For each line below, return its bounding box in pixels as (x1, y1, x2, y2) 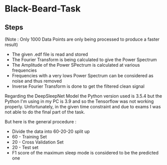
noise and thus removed (11, 78, 62, 84)
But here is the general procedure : (4, 119, 77, 124)
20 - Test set (11, 144, 38, 150)
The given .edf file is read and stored (11, 51, 88, 57)
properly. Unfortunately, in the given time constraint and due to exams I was (4, 104, 161, 109)
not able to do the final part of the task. (4, 109, 85, 115)
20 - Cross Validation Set (11, 139, 64, 145)
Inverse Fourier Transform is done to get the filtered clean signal (11, 83, 144, 89)
